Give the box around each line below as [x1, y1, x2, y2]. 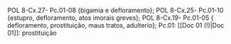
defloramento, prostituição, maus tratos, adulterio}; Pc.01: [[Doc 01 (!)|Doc [7, 21, 225, 29]
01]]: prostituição [7, 28, 57, 37]
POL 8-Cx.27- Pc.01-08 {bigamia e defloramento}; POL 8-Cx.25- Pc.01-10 [7, 6, 224, 14]
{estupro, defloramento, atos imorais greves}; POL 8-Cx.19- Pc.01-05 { [7, 13, 214, 22]
